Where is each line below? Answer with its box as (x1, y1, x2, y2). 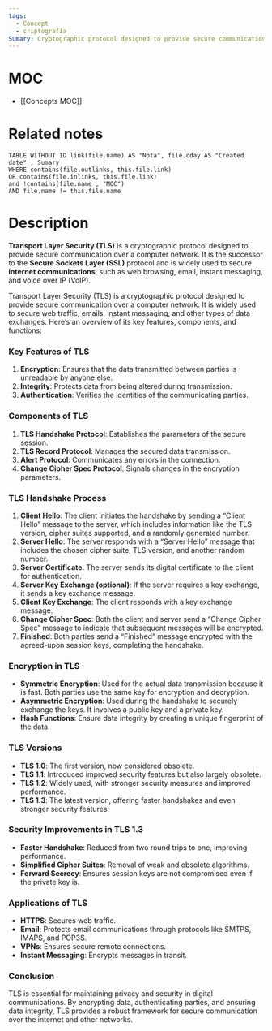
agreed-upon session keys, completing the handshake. (19, 640, 204, 649)
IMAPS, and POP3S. (19, 933, 87, 943)
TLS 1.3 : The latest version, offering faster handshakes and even (19, 795, 236, 805)
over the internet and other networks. (8, 1015, 134, 1025)
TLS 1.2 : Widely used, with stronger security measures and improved (19, 778, 251, 787)
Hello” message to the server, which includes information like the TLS (19, 519, 253, 528)
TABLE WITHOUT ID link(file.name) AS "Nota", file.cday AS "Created (8, 152, 244, 160)
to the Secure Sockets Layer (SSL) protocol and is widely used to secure (8, 258, 253, 268)
